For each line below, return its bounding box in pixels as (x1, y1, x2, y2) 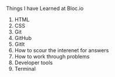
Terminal (14, 65, 36, 72)
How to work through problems (14, 53, 90, 60)
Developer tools (14, 59, 53, 66)
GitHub (14, 35, 32, 41)
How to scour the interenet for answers (14, 47, 109, 54)
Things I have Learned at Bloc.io (6, 5, 83, 12)
